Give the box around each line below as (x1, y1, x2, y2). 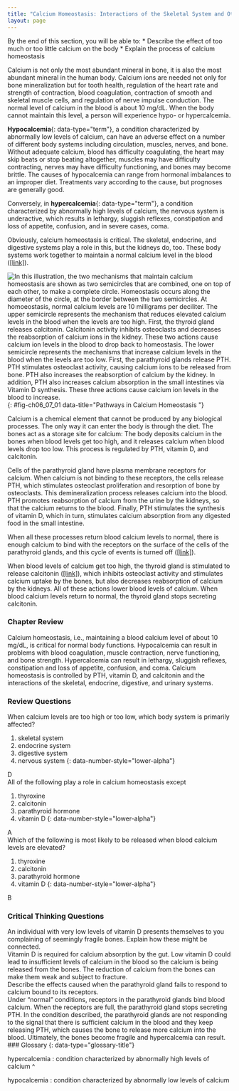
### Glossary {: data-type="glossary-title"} (7, 1040, 135, 1050)
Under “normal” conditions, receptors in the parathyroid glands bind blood (7, 996, 225, 1004)
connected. (7, 942, 41, 951)
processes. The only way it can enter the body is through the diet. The (7, 421, 213, 431)
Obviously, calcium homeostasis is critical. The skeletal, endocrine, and (7, 236, 217, 244)
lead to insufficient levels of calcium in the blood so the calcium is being (7, 958, 218, 966)
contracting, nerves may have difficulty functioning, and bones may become (7, 162, 231, 171)
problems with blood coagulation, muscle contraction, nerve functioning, (7, 648, 221, 657)
